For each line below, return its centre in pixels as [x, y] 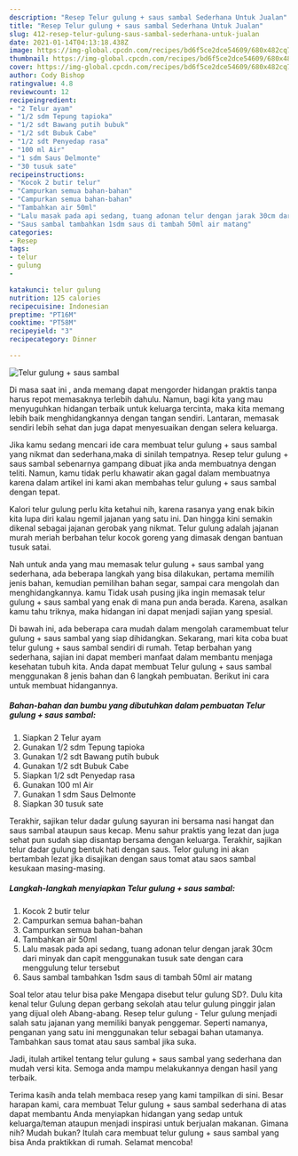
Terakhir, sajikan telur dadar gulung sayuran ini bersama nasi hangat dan [142, 821]
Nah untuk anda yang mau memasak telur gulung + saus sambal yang [137, 564]
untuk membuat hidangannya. [63, 685]
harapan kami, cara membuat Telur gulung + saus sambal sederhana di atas [148, 1104]
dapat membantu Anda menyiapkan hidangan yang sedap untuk [126, 1113]
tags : [19, 249]
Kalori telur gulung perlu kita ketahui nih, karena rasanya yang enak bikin [142, 509]
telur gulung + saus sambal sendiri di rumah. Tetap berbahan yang [131, 647]
